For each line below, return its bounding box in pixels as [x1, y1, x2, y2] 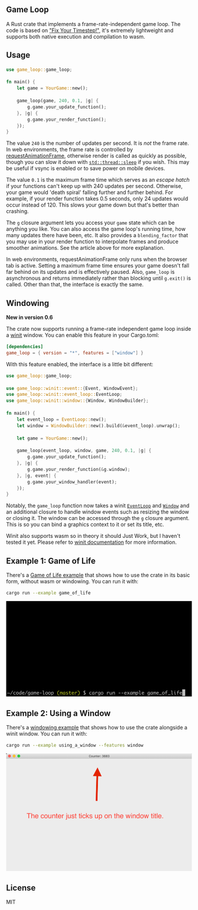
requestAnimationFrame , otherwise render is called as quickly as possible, [6, 152, 187, 159]
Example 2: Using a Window [6, 708, 111, 718]
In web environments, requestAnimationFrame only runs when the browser [6, 256, 187, 263]
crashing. [6, 208, 29, 215]
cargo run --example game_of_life [6, 590, 91, 596]
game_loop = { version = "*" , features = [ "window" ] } [6, 350, 144, 356]
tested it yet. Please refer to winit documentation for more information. [6, 538, 177, 546]
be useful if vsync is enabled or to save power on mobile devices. [6, 165, 166, 172]
